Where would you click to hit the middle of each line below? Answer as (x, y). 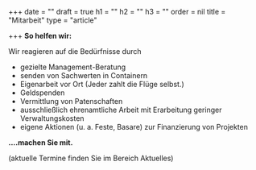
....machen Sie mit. (41, 143)
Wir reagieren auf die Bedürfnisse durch (75, 51)
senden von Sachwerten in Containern (84, 75)
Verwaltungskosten (52, 118)
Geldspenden (42, 93)
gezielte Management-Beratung (73, 67)
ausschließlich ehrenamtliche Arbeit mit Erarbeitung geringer (121, 110)
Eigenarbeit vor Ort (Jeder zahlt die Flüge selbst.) (102, 84)
